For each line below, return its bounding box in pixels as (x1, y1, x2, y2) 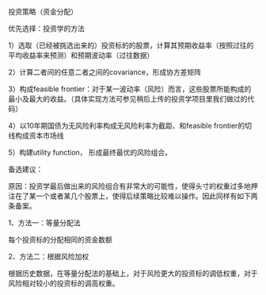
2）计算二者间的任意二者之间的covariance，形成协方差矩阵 (8, 67, 202, 77)
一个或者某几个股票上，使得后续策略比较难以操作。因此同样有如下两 (35, 191, 258, 201)
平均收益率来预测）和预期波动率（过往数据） (8, 51, 154, 59)
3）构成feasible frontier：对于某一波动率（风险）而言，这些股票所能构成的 (8, 84, 252, 94)
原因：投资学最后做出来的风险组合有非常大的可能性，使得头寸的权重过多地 (8, 182, 251, 190)
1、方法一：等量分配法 (8, 218, 81, 228)
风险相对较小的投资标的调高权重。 (8, 278, 120, 288)
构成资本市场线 (14, 131, 64, 140)
